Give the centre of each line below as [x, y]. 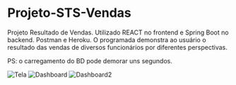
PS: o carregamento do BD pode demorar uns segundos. [90, 60]
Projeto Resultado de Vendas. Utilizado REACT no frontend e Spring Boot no [118, 32]
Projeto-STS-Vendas [70, 13]
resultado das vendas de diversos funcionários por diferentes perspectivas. [118, 47]
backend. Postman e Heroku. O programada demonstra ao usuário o [107, 39]
